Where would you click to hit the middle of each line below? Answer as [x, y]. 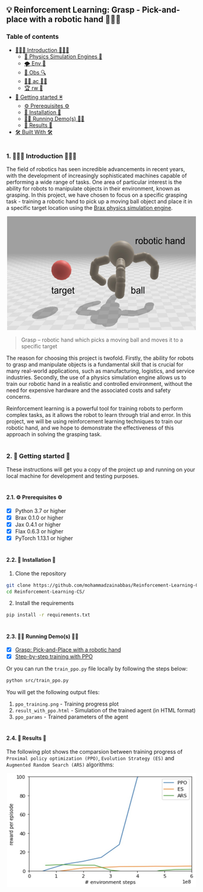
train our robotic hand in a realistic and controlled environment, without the [99, 384]
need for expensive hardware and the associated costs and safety [89, 390]
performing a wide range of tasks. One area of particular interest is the [94, 182]
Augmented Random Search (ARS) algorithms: [60, 765]
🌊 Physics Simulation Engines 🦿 [63, 56]
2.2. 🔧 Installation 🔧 [31, 560]
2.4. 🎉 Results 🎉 [26, 738]
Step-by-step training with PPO [54, 657]
